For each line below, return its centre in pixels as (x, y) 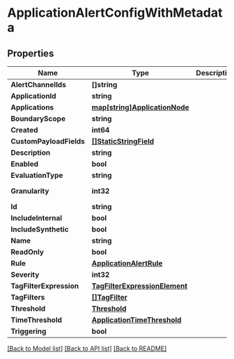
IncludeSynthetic (40, 229)
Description (31, 153)
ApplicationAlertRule (127, 263)
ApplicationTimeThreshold (136, 320)
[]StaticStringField (123, 141)
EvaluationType (37, 175)
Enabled (25, 164)
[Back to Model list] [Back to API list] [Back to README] (87, 349)
